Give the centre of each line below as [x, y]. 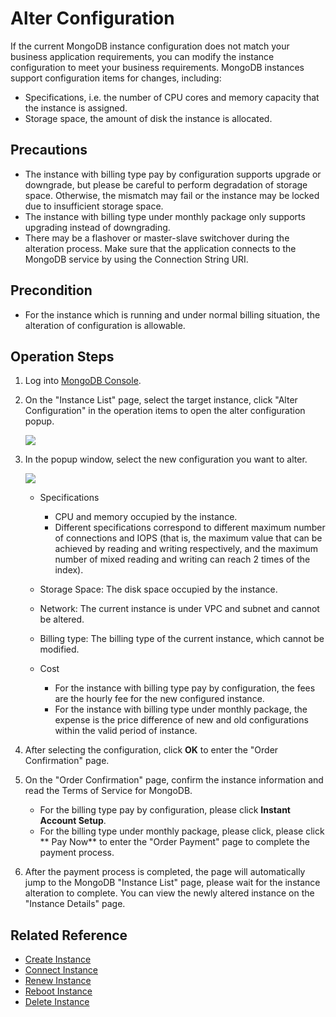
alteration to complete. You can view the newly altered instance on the [169, 893]
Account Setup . [73, 821]
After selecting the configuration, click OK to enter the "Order [151, 750]
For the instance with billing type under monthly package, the [181, 709]
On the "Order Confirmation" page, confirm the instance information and [174, 780]
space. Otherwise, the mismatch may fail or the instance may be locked [172, 195]
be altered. [62, 619]
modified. [59, 649]
